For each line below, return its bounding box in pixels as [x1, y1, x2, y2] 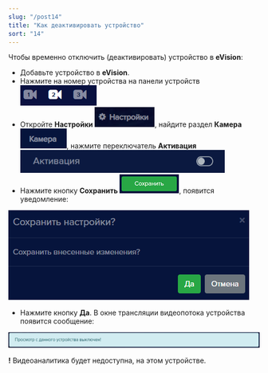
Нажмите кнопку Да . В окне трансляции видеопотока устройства [19, 308, 246, 318]
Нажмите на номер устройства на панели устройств [19, 77, 201, 86]
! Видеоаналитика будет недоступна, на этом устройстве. [8, 355, 207, 365]
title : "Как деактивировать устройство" [8, 21, 145, 29]
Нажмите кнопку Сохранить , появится [19, 186, 215, 195]
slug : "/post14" [8, 13, 62, 21]
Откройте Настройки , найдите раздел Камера [19, 120, 242, 129]
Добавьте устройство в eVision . [19, 68, 130, 77]
